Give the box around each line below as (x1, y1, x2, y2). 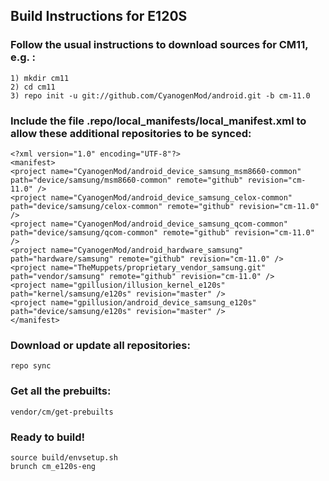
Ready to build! (10, 430, 86, 444)
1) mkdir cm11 (10, 73, 70, 83)
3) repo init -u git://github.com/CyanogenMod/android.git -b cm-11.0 (10, 90, 311, 101)
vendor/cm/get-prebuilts (10, 407, 114, 417)
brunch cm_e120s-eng (10, 461, 97, 471)
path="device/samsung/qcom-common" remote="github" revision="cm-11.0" (10, 227, 315, 238)
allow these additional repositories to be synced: (10, 126, 252, 140)
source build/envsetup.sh (10, 452, 118, 463)
